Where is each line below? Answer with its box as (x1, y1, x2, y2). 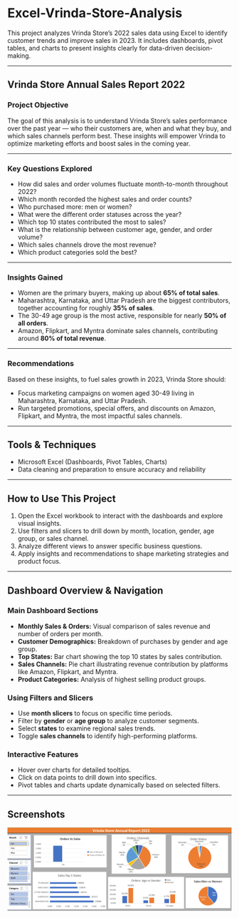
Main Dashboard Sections (7, 606, 99, 616)
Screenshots (7, 808, 65, 820)
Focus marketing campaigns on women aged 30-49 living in (17, 389, 194, 397)
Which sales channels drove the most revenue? (17, 240, 156, 249)
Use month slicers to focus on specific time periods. (17, 709, 173, 718)
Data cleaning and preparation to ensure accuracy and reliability (17, 465, 206, 474)
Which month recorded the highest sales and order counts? (17, 195, 192, 203)
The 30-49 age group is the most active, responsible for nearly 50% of (17, 312, 227, 320)
